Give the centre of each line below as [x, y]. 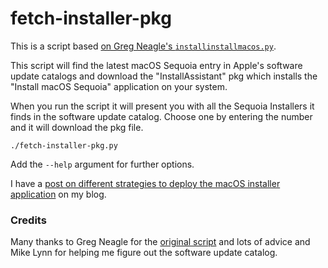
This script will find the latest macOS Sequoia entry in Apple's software [156, 65]
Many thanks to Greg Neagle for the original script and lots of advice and [160, 242]
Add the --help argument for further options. [102, 164]
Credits [28, 220]
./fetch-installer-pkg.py [64, 145]
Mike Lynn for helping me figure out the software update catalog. [144, 253]
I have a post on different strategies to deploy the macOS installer [145, 183]
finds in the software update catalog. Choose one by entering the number [161, 116]
